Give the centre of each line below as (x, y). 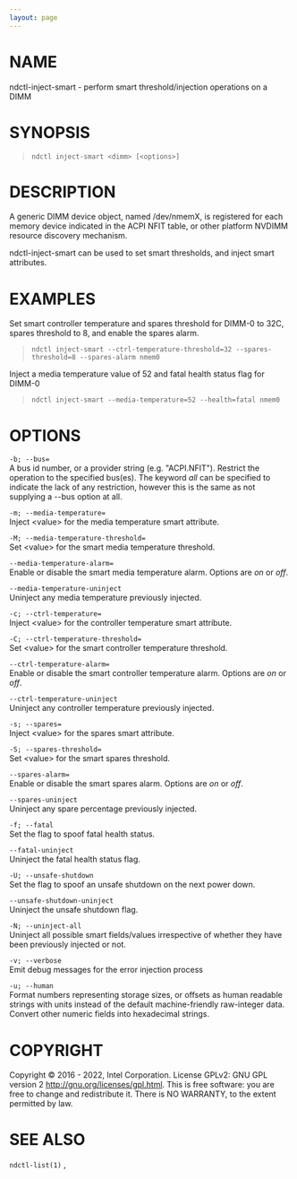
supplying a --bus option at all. (66, 497)
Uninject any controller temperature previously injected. (112, 708)
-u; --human (31, 986)
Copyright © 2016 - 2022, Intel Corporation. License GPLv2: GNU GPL (139, 1075)
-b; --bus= (30, 459)
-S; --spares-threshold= (55, 750)
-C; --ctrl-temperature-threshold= (76, 639)
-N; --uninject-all (46, 926)
